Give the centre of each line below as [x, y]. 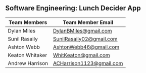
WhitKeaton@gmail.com [81, 55]
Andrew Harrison [28, 63]
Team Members [28, 22]
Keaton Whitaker [28, 55]
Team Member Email [88, 22]
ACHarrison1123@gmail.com [88, 63]
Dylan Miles [22, 30]
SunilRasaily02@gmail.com [85, 38]
